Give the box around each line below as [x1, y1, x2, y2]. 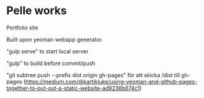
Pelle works [6, 4, 67, 18]
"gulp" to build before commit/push [6, 59, 96, 67]
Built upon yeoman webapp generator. [6, 36, 103, 43]
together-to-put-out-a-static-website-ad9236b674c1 [6, 84, 140, 92]
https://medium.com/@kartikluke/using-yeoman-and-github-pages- [25, 78, 198, 85]
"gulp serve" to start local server [6, 47, 89, 55]
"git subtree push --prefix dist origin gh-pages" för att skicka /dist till [6, 71, 180, 78]
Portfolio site [6, 24, 39, 31]
